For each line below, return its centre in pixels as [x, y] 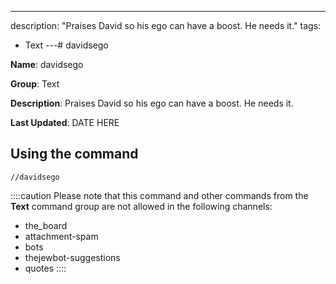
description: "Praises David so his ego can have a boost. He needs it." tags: [166, 25]
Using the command [74, 154]
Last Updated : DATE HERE [65, 122]
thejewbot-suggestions [72, 257]
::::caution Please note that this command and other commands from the [159, 195]
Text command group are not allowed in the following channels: [141, 206]
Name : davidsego [47, 64]
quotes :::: [45, 268]
